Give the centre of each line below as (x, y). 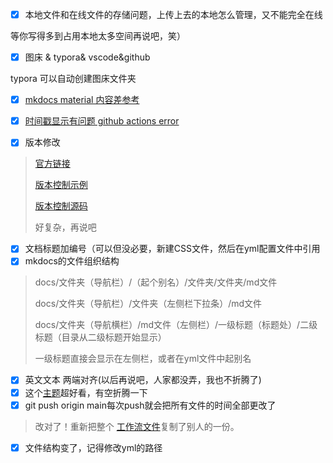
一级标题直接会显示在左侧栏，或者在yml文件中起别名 (143, 359)
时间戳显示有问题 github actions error (102, 121)
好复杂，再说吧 (65, 227)
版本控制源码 (61, 206)
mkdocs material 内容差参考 (82, 100)
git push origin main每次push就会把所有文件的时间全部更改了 (150, 405)
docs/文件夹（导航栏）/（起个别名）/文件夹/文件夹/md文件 (156, 282)
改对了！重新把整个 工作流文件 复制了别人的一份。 (137, 426)
